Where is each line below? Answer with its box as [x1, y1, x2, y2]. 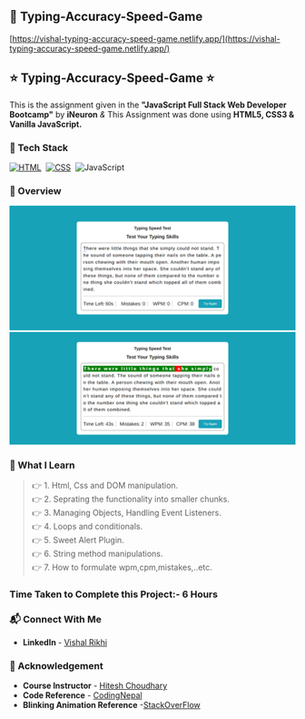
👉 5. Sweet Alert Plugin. [31, 534, 124, 545]
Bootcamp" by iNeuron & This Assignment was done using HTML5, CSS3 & [9, 108, 295, 119]
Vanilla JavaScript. [9, 118, 83, 129]
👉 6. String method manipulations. [31, 548, 163, 559]
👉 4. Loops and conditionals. [31, 521, 143, 532]
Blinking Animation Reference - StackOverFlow [22, 700, 202, 711]
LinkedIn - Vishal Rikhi [22, 637, 107, 648]
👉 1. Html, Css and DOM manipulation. [31, 480, 179, 491]
